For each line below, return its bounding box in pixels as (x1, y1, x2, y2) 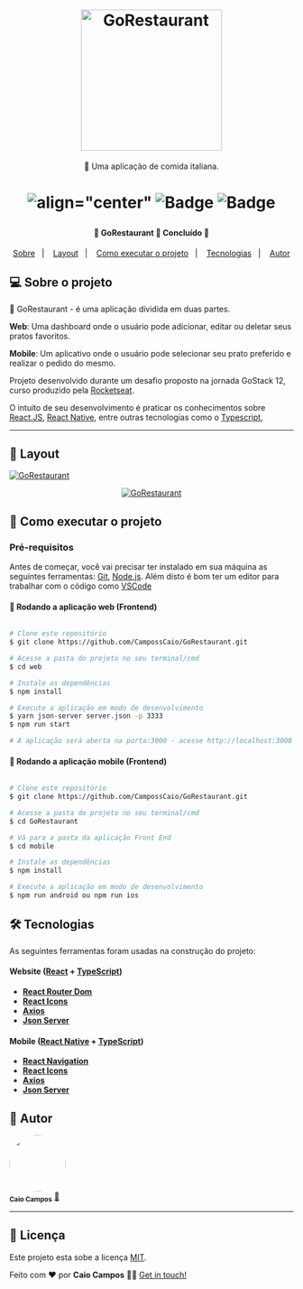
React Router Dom (22, 986, 93, 997)
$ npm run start (9, 720, 70, 729)
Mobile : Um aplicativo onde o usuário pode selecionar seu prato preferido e (9, 348, 291, 358)
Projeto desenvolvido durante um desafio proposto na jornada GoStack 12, (9, 375, 287, 385)
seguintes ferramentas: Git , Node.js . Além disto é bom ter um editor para (9, 571, 280, 582)
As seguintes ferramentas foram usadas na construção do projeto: (9, 945, 256, 956)
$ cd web (9, 662, 42, 672)
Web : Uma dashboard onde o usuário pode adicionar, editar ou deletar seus (9, 320, 292, 331)
